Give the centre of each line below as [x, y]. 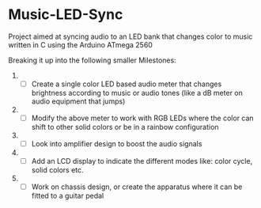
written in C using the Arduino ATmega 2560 [80, 44]
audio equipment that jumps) [78, 101]
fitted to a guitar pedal [68, 196]
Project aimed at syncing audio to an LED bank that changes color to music [130, 36]
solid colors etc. [58, 170]
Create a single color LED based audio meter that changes [127, 84]
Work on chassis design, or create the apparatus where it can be [137, 187]
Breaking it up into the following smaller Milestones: [92, 60]
